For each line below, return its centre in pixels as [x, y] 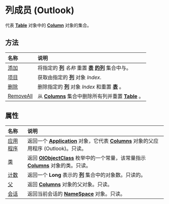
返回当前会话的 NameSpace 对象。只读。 [76, 193]
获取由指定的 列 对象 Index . [69, 77]
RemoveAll [20, 96]
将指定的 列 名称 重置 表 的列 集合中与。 [84, 67]
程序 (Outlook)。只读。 [60, 148]
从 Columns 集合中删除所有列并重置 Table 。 [91, 96]
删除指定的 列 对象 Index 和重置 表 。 [81, 87]
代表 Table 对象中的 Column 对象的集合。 [49, 25]
